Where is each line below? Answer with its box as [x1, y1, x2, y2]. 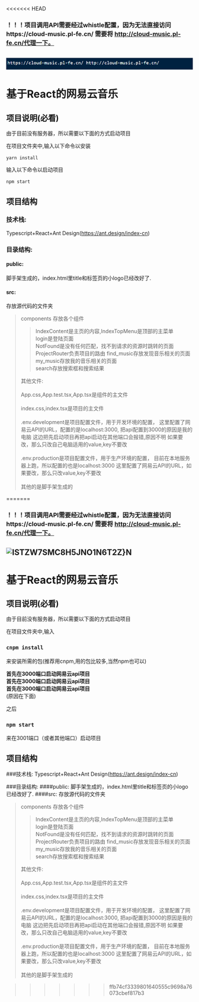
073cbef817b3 [109, 989, 145, 997]
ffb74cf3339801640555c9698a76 [109, 983, 192, 990]
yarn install [6, 155, 38, 161]
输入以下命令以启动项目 [6, 166, 63, 173]
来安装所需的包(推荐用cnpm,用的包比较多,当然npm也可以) [6, 658, 147, 665]
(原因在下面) [6, 692, 37, 700]
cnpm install [6, 644, 44, 651]
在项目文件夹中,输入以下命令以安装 [6, 143, 91, 150]
